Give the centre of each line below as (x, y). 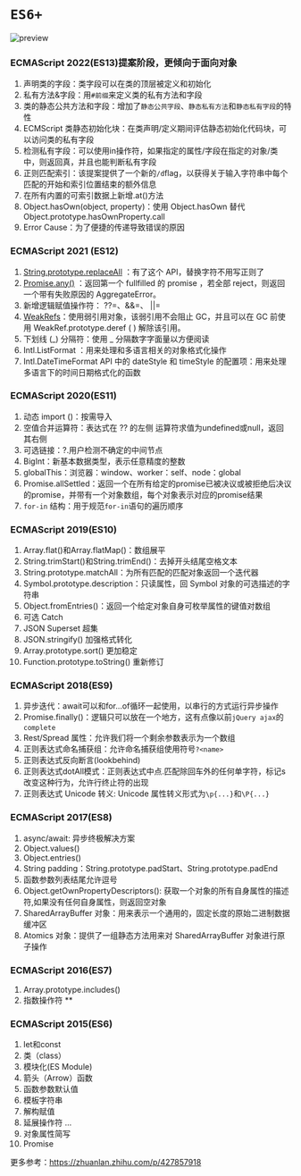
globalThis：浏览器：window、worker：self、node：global (132, 472)
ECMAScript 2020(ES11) (63, 396)
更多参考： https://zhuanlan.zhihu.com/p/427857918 (106, 1163)
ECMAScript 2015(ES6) (62, 1023)
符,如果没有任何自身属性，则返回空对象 (95, 902)
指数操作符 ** (48, 1000)
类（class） (44, 1055)
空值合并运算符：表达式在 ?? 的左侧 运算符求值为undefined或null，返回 (154, 427)
